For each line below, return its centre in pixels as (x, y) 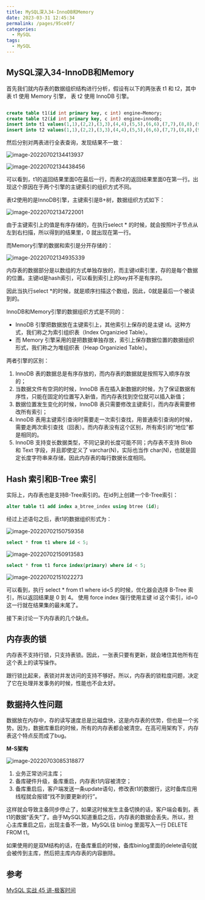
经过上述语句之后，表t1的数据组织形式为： (59, 519)
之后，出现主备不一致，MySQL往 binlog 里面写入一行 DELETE (110, 825)
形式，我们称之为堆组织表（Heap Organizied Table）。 (83, 348)
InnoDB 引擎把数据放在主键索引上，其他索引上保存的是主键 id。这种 (100, 324)
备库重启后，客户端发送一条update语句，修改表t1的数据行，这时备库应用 (106, 789)
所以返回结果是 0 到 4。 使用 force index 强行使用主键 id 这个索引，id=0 (107, 597)
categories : (21, 29)
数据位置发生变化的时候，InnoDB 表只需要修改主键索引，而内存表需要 (103, 404)
